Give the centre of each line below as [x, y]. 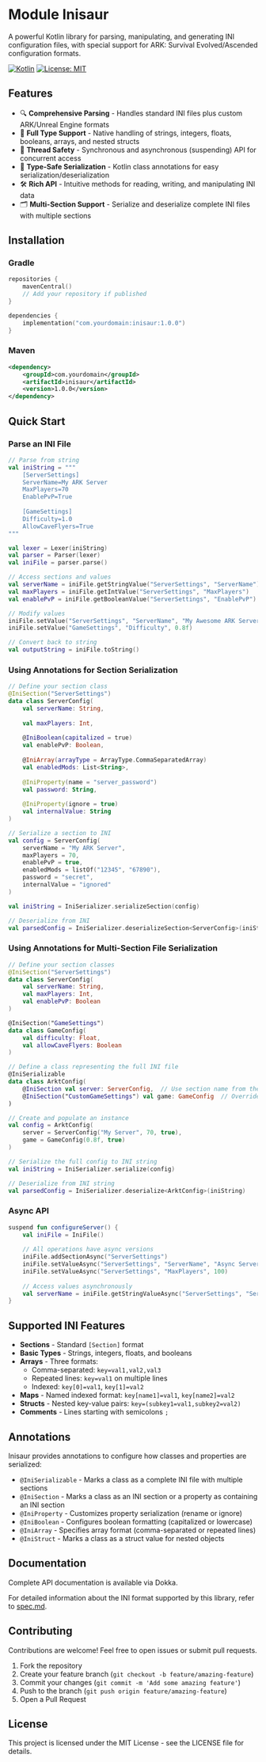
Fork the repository [51, 1665]
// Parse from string [44, 460]
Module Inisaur [59, 15]
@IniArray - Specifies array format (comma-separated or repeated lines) [137, 1530]
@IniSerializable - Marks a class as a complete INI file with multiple [131, 1479]
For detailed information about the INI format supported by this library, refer [131, 1597]
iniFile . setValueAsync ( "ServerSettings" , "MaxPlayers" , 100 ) [125, 1271]
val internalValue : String [67, 812]
